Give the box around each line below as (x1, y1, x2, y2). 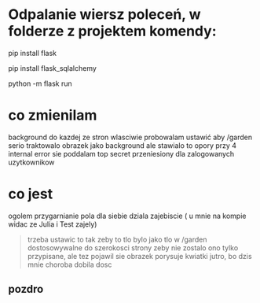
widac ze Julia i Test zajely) (8, 219, 97, 229)
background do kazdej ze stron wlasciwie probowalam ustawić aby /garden (8, 132, 253, 142)
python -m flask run (8, 79, 72, 88)
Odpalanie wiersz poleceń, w (8, 6, 201, 24)
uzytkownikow (8, 157, 55, 167)
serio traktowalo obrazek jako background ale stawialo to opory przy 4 (8, 140, 237, 150)
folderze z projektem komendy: (8, 22, 217, 40)
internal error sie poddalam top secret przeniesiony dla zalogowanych (8, 149, 234, 158)
